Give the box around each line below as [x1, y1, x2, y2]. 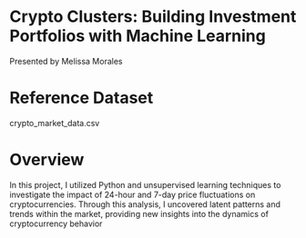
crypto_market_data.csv [9, 117, 100, 128]
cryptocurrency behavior [9, 218, 103, 229]
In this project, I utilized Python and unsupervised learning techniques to [9, 179, 281, 190]
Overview [9, 150, 85, 170]
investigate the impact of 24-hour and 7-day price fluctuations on [9, 189, 256, 200]
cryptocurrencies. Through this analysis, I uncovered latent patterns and [9, 198, 280, 210]
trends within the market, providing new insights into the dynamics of [9, 208, 269, 219]
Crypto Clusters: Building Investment [9, 6, 297, 27]
